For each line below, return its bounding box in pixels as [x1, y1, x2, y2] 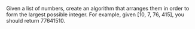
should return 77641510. [6, 17, 66, 24]
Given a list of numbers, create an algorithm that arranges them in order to [6, 5, 190, 12]
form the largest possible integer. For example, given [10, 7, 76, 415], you [6, 11, 184, 18]
